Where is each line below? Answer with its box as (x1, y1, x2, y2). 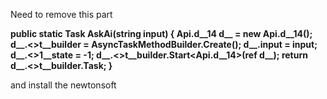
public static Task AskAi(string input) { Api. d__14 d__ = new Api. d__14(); (10, 28, 313, 39)
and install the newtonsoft (10, 79, 117, 91)
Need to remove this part (10, 9, 113, 20)
